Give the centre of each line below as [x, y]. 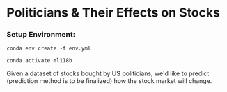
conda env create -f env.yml [49, 49]
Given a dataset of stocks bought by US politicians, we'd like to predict [108, 73]
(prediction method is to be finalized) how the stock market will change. [109, 81]
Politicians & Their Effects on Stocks [113, 13]
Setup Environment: [41, 35]
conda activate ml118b [39, 61]
